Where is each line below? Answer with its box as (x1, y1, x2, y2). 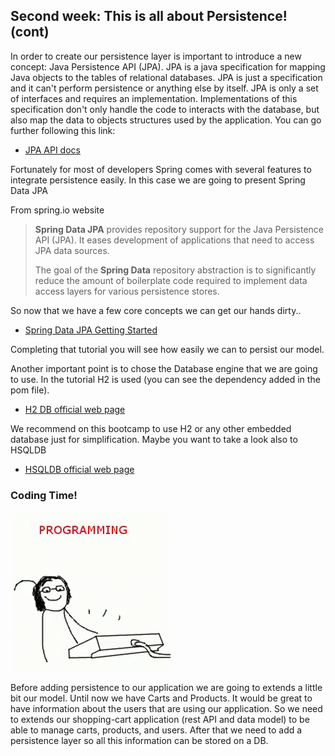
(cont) (10, 24, 50, 41)
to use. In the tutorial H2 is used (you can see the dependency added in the (10, 373, 321, 385)
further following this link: (10, 124, 116, 136)
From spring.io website (10, 204, 105, 216)
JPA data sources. (34, 244, 110, 256)
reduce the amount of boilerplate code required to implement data (34, 274, 308, 286)
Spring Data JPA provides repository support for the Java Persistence (34, 223, 325, 235)
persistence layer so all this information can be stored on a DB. (10, 735, 269, 747)
